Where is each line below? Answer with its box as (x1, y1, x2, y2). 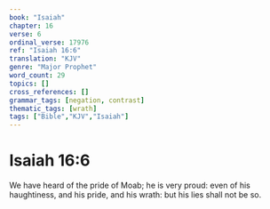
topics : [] (9, 79, 50, 88)
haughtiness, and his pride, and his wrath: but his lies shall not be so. (9, 189, 262, 200)
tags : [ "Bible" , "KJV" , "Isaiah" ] (9, 112, 129, 121)
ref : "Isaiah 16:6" (9, 46, 82, 55)
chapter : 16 (9, 21, 53, 30)
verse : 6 (9, 29, 42, 38)
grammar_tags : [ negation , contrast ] (9, 95, 145, 105)
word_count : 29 (9, 71, 66, 80)
